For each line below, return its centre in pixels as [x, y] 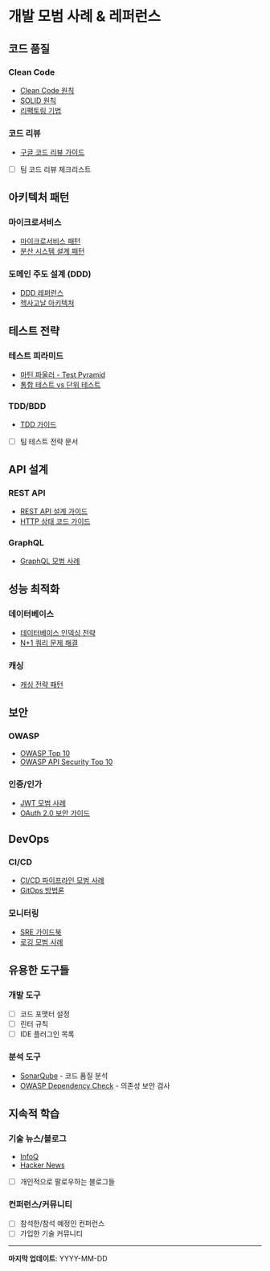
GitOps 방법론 [42, 890]
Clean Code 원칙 [47, 90]
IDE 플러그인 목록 [47, 1034]
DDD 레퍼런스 [42, 293]
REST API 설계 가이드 [54, 511]
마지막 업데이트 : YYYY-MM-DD [58, 1258]
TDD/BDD [27, 406]
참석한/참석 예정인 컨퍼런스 [62, 1224]
